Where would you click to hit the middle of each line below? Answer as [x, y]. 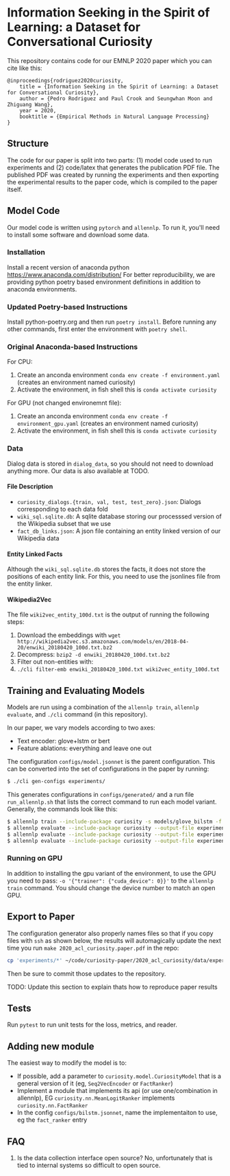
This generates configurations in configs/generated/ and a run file [101, 795]
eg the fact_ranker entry [52, 1120]
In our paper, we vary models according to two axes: [81, 728]
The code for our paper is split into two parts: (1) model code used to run [110, 160]
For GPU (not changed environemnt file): [64, 403]
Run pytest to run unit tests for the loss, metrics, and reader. [92, 1025]
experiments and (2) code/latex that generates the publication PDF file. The [114, 167]
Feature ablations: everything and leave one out [84, 748]
